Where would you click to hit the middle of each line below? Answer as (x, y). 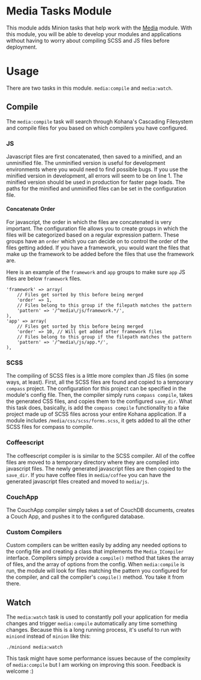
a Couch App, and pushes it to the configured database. (76, 517)
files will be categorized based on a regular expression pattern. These (93, 235)
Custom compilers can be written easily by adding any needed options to (97, 545)
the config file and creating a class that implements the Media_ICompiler (95, 552)
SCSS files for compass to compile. (50, 427)
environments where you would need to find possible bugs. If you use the (97, 169)
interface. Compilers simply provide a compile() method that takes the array (100, 558)
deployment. (22, 47)
